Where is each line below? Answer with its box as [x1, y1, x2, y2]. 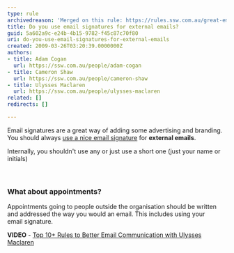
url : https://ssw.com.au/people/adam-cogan [13, 62, 141, 69]
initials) [7, 154, 28, 162]
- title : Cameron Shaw [7, 68, 73, 75]
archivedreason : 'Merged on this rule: [7, 17, 123, 24]
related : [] [7, 95, 42, 102]
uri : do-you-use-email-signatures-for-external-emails [7, 36, 170, 43]
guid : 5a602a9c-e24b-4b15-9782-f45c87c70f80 [7, 29, 139, 37]
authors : [7, 49, 33, 56]
